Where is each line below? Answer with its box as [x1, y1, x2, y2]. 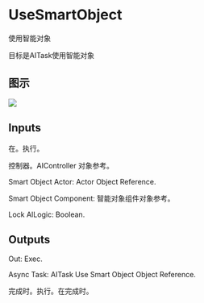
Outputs [8, 232, 51, 247]
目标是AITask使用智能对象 [8, 50, 95, 60]
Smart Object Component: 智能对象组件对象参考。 [8, 193, 175, 203]
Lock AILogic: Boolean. [8, 210, 85, 219]
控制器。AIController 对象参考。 [8, 160, 114, 170]
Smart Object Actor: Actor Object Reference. [8, 176, 156, 186]
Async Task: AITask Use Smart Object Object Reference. [8, 270, 196, 280]
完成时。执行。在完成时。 [8, 286, 94, 296]
